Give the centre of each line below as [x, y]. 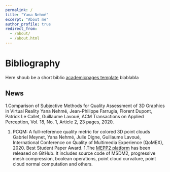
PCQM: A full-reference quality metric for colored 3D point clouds [81, 131]
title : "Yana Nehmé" [27, 15]
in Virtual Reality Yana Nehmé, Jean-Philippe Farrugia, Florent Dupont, [79, 111]
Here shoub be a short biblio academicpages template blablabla [72, 77]
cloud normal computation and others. [53, 164]
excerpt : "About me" [27, 19]
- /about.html [25, 39]
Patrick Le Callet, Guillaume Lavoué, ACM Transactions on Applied [75, 116]
